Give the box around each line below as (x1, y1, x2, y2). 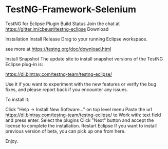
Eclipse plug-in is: (5, 61, 43, 67)
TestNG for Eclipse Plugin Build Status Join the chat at (5, 20, 120, 27)
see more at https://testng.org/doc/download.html (5, 46, 111, 52)
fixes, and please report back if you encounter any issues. (5, 86, 128, 93)
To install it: (5, 96, 30, 102)
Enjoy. (5, 138, 18, 144)
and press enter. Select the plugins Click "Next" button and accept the (5, 117, 154, 123)
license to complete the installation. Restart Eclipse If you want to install (5, 122, 157, 129)
